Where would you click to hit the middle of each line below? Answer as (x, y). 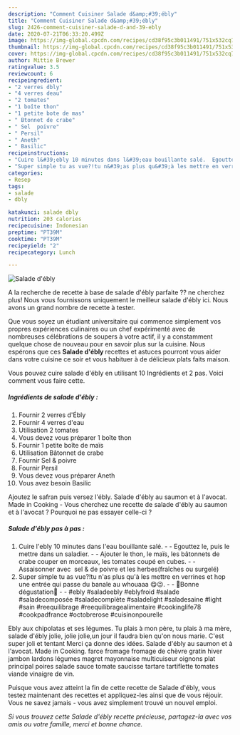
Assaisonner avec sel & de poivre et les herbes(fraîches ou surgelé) (119, 569)
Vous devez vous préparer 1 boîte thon (75, 438)
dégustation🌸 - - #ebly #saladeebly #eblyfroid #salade (99, 592)
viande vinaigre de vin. (41, 674)
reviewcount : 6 (31, 73)
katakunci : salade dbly (43, 212)
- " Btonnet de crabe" (42, 120)
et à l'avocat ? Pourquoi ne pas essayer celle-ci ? (80, 512)
